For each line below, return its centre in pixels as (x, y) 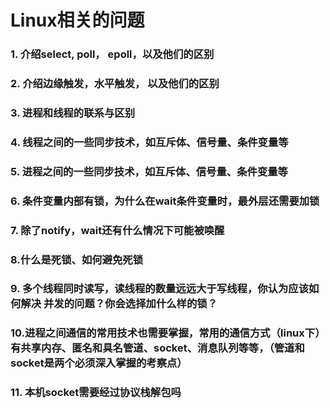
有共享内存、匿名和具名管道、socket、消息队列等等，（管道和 (157, 348)
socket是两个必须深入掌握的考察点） (99, 363)
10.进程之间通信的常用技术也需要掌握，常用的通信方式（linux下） (168, 333)
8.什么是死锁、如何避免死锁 (77, 259)
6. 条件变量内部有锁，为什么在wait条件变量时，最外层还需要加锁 (165, 201)
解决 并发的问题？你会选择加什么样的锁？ (119, 304)
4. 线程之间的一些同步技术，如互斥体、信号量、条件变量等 (149, 142)
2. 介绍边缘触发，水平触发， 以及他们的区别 (115, 84)
